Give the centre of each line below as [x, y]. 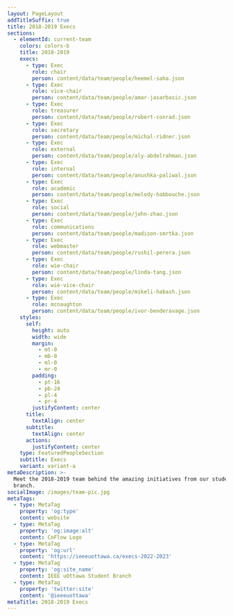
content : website [45, 518]
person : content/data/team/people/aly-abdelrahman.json [114, 156]
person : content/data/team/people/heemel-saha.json [109, 78]
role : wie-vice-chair [63, 285]
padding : [45, 375]
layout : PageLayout [35, 14]
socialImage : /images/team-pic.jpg [59, 492]
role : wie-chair [55, 266]
